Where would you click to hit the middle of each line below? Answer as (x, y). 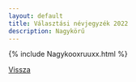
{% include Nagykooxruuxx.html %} (68, 54)
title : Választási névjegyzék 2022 (68, 24)
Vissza (19, 70)
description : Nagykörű (47, 31)
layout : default (36, 16)
